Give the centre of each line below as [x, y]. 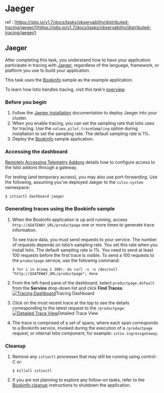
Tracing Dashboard [75, 293]
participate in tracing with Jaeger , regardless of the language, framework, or [82, 65]
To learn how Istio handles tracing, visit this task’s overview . [65, 89]
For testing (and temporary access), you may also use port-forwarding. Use [81, 177]
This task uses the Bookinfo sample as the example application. [69, 80]
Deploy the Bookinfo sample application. [53, 139]
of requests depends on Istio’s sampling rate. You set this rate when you [85, 245]
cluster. [20, 118]
